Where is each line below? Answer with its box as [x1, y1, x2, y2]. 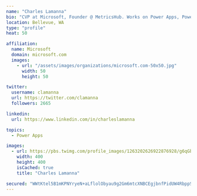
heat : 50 [6, 30, 28, 36]
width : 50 [21, 68, 46, 74]
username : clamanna [11, 90, 59, 95]
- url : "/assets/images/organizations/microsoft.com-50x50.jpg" [16, 63, 177, 68]
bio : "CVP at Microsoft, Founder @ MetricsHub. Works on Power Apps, [6, 14, 180, 20]
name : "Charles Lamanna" [6, 8, 67, 15]
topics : [6, 127, 25, 133]
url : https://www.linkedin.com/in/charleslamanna [11, 116, 135, 122]
